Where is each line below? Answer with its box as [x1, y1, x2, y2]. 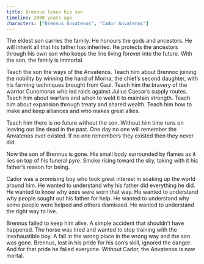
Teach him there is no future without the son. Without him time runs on [6, 119, 184, 127]
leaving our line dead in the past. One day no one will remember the [6, 126, 177, 133]
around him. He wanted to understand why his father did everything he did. [6, 182, 195, 189]
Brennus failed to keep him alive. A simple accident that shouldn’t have [6, 219, 184, 227]
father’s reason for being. [6, 163, 70, 171]
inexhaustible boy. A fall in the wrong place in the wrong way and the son [6, 233, 191, 240]
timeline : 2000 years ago [6, 15, 72, 21]
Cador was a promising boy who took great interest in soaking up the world [6, 175, 196, 183]
